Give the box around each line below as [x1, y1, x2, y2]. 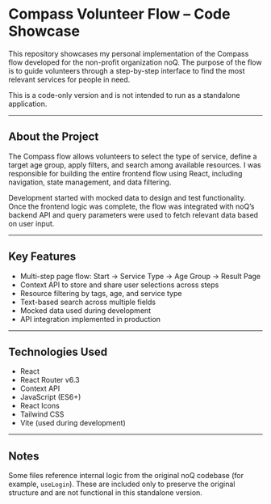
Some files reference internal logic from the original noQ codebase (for [8, 471, 244, 481]
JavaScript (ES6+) [19, 392, 81, 402]
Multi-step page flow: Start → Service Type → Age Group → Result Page [19, 271, 261, 281]
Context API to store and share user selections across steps [19, 280, 219, 290]
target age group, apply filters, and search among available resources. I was [8, 159, 261, 170]
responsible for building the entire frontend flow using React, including [8, 168, 243, 178]
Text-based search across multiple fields [19, 297, 156, 307]
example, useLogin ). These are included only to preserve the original [8, 479, 236, 489]
